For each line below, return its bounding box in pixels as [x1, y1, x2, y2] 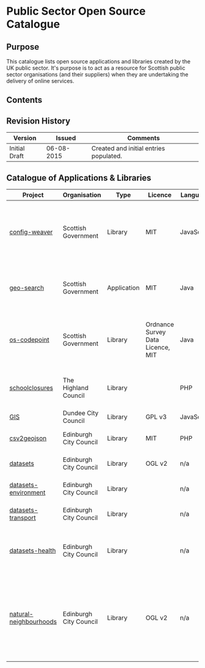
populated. [91, 152, 123, 160]
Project [22, 191, 44, 199]
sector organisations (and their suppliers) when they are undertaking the [6, 71, 189, 78]
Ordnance [145, 320, 174, 329]
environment [9, 488, 46, 497]
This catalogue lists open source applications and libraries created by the [6, 58, 191, 65]
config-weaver [9, 228, 53, 237]
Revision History [6, 116, 71, 126]
